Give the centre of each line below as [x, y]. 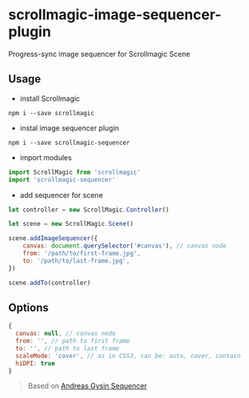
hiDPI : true [36, 363]
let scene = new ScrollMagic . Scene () [71, 224]
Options [29, 307]
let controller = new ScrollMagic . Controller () [89, 210]
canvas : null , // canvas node [65, 334]
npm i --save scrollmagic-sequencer [69, 143]
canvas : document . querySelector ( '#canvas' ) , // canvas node [125, 246]
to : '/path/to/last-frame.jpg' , [76, 261]
